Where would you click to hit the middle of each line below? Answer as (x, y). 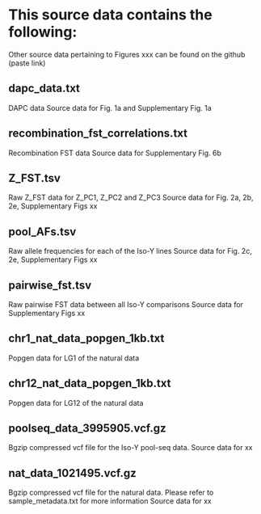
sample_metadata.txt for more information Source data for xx (110, 501)
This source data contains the (110, 15)
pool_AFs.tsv (42, 232)
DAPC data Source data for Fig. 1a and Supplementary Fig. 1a (110, 107)
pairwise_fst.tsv (50, 285)
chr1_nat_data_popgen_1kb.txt (86, 338)
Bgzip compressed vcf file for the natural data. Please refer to (111, 493)
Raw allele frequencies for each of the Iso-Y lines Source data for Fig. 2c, (130, 251)
